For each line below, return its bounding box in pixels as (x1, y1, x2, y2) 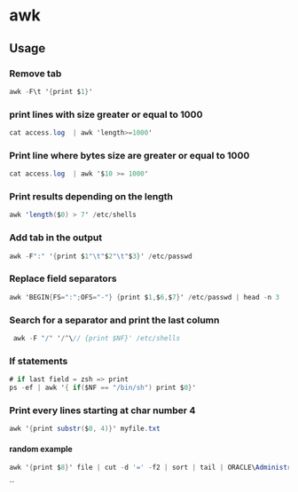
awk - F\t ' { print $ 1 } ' (9, 87, 93, 96)
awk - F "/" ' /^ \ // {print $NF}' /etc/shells (12, 333, 180, 342)
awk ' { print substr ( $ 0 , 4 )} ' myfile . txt (9, 425, 161, 433)
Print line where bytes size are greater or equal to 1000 (9, 149, 250, 161)
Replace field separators (9, 272, 117, 285)
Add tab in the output (9, 231, 103, 244)
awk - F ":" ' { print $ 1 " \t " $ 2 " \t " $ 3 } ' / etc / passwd (9, 252, 192, 261)
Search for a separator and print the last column (9, 314, 220, 326)
